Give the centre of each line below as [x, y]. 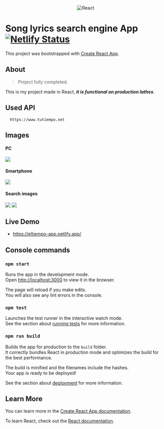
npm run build [23, 336]
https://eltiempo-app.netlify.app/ [47, 234]
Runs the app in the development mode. [47, 275]
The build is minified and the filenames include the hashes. [67, 367]
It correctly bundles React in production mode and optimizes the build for [82, 352]
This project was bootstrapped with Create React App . [62, 53]
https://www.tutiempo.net [37, 120]
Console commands [38, 250]
